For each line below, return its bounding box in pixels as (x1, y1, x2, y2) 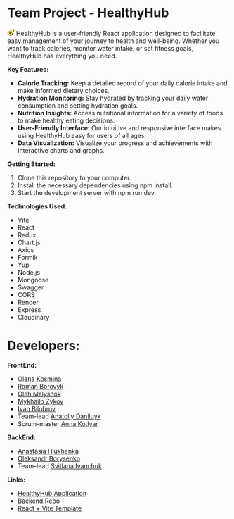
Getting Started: (7, 160, 56, 168)
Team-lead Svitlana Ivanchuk (17, 461, 102, 470)
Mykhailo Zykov (17, 396, 64, 406)
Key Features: (7, 65, 49, 73)
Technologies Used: (7, 202, 67, 211)
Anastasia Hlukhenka (17, 446, 79, 455)
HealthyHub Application (17, 489, 86, 497)
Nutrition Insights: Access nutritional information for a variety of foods (17, 108, 223, 117)
